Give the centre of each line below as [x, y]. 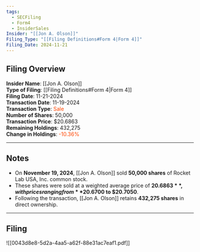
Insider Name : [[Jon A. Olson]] [44, 83]
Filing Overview [36, 69]
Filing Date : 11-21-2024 [35, 96]
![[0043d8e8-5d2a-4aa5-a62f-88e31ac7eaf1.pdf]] [68, 243]
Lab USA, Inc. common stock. [51, 179]
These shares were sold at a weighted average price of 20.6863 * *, [99, 185]
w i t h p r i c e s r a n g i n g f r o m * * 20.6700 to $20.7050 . [76, 192]
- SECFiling [26, 17]
